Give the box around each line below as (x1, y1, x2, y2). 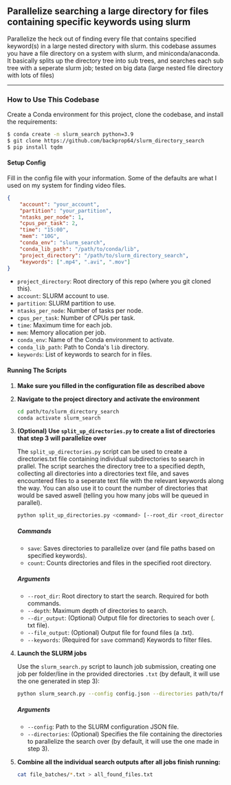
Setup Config (7, 158, 46, 167)
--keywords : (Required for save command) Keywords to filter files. (27, 636, 212, 644)
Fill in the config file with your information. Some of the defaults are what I (7, 173, 217, 182)
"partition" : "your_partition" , (19, 207, 112, 214)
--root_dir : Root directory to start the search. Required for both (27, 592, 209, 601)
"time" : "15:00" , (19, 226, 69, 233)
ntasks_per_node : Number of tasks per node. (16, 306, 143, 315)
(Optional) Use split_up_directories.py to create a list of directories (16, 427, 215, 435)
